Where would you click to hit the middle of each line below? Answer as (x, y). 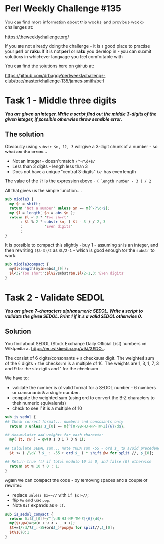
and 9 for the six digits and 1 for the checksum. (52, 368)
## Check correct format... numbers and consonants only (64, 422)
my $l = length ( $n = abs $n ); (42, 213)
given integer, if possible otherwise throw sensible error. (64, 119)
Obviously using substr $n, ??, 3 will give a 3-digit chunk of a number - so (81, 146)
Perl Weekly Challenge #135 (63, 9)
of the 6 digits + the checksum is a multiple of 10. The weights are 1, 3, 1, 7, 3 (82, 363)
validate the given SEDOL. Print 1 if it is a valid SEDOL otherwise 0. (74, 316)
